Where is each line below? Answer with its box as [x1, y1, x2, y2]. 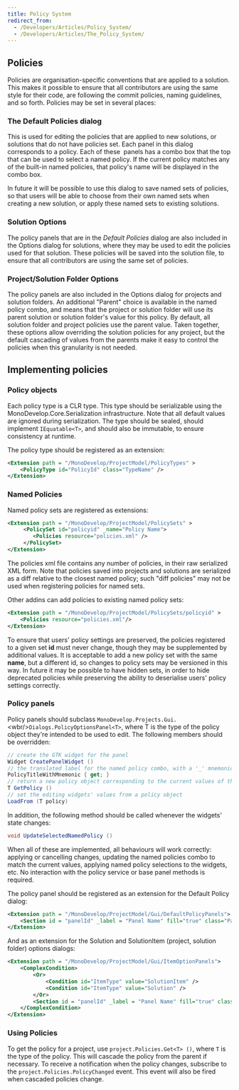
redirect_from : [7, 17, 53, 24]
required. [7, 875, 34, 884]
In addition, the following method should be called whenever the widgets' [7, 810, 223, 819]
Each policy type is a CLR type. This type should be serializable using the [7, 401, 223, 410]
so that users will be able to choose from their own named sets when [7, 192, 210, 200]
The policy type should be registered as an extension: [7, 445, 165, 454]
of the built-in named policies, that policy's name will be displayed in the [7, 163, 219, 171]
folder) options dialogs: [7, 944, 76, 953]
